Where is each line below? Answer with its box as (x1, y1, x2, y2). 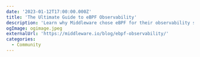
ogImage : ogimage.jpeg (6, 25, 62, 31)
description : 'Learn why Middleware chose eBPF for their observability (6, 20, 190, 26)
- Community (11, 42, 42, 48)
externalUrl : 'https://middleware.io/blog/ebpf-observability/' (6, 31, 169, 37)
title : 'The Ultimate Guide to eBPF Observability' (6, 14, 137, 20)
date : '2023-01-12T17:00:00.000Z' (6, 8, 92, 15)
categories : (6, 36, 36, 42)
